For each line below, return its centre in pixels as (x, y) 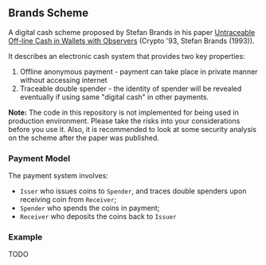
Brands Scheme (49, 13)
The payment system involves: (59, 176)
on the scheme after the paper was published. (84, 138)
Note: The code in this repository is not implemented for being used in (123, 112)
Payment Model (39, 158)
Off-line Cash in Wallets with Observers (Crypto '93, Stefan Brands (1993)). (131, 41)
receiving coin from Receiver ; (68, 200)
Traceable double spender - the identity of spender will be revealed (131, 88)
